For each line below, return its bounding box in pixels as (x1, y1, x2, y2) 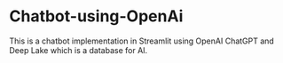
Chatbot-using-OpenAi (9, 6, 184, 27)
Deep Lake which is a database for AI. (9, 44, 148, 55)
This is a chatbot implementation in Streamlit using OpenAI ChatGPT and (9, 35, 275, 46)
